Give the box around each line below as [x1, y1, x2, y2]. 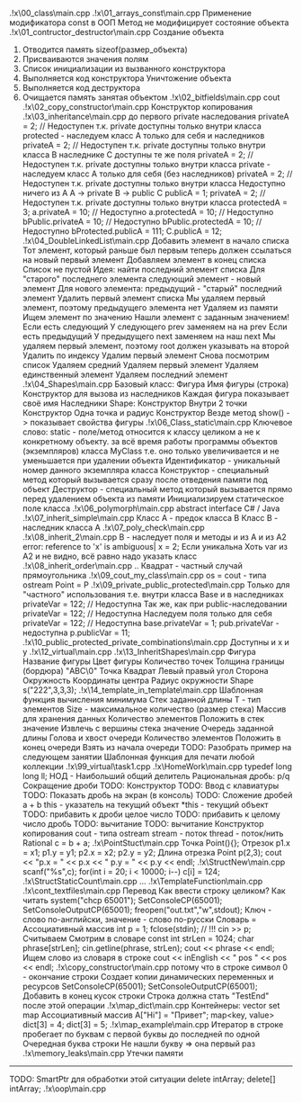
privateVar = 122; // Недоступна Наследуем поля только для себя [22, 608, 272, 619]
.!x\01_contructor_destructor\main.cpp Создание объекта [9, 27, 225, 37]
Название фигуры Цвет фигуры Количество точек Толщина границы [22, 656, 285, 667]
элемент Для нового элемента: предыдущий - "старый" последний [22, 283, 282, 293]
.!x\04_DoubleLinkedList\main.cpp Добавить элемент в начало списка [22, 236, 289, 246]
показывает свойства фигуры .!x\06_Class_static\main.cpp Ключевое [30, 417, 293, 427]
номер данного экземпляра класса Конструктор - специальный [22, 465, 270, 475]
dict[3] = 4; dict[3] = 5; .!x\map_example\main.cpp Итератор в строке [22, 1019, 284, 1029]
